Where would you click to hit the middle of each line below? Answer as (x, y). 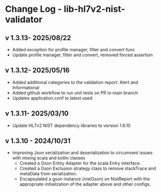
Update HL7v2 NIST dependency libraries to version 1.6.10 (71, 125)
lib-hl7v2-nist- (94, 9)
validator (24, 19)
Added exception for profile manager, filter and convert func (74, 50)
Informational (26, 87)
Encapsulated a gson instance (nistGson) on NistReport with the (85, 179)
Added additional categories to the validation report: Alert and (75, 82)
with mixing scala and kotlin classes (49, 158)
